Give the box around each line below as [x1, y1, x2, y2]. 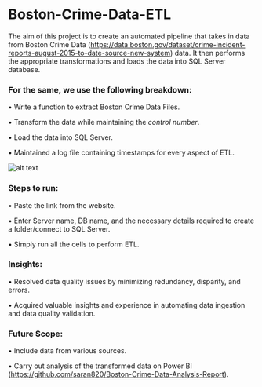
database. [8, 64, 41, 74]
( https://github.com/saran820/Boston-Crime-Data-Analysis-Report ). [8, 370, 229, 379]
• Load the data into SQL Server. [8, 133, 114, 142]
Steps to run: [8, 183, 59, 194]
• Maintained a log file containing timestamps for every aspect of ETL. [8, 148, 235, 158]
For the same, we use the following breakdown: [8, 84, 192, 95]
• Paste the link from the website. [8, 200, 116, 210]
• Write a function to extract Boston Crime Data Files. [8, 102, 180, 111]
